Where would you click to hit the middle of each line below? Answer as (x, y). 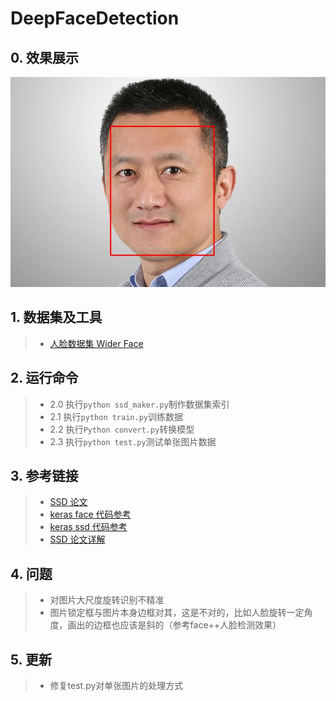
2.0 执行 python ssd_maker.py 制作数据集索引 (139, 404)
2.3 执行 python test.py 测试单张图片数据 (133, 441)
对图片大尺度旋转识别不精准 (107, 600)
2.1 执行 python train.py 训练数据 (116, 416)
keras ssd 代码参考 (88, 527)
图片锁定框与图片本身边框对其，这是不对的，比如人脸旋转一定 (177, 613)
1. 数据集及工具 (56, 317)
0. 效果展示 (44, 57)
